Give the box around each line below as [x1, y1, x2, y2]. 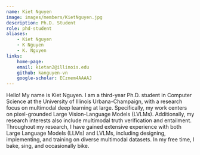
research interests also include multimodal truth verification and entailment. [6, 117, 192, 124]
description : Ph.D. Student [6, 20, 76, 26]
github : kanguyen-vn [17, 70, 68, 76]
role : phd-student [6, 25, 52, 32]
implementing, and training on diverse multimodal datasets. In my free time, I [6, 136, 195, 143]
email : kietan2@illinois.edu [17, 64, 90, 70]
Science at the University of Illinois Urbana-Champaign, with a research [6, 98, 183, 105]
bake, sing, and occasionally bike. [6, 142, 90, 150]
